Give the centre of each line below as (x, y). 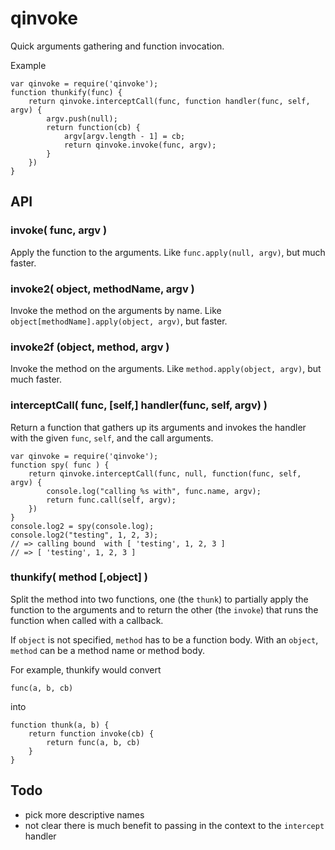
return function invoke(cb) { (91, 733)
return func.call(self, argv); (111, 500)
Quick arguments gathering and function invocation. (117, 46)
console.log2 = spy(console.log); (82, 526)
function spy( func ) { (60, 465)
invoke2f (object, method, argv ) (90, 347)
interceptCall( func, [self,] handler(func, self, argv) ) (139, 405)
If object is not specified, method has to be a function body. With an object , (164, 639)
